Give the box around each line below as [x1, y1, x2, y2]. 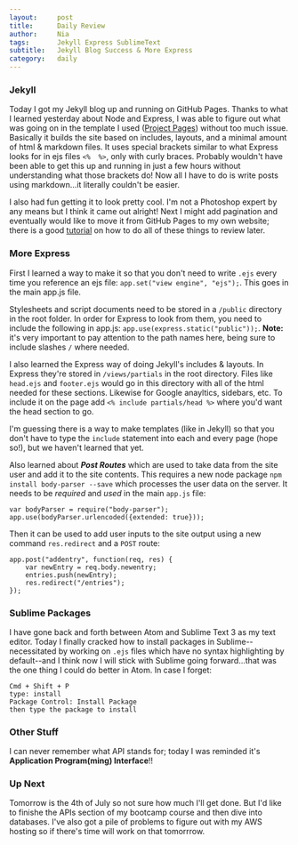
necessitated [9, 646, 57, 656]
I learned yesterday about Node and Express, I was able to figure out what [9, 113, 281, 125]
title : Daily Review [9, 21, 105, 30]
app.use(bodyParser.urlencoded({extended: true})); [9, 512, 205, 521]
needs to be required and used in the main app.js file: [9, 487, 206, 498]
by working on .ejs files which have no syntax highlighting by [58, 646, 285, 656]
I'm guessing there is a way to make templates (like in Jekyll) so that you [9, 423, 275, 434]
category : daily [9, 54, 77, 63]
